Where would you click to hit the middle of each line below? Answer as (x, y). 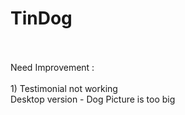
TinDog (41, 18)
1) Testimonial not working (64, 88)
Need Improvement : (52, 67)
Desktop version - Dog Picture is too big (93, 99)
